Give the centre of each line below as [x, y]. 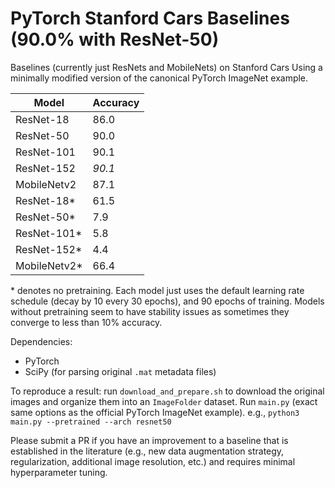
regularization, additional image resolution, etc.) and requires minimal [153, 461]
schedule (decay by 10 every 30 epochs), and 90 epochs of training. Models [167, 301]
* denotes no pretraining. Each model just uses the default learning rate [157, 290]
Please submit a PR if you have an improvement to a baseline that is [149, 440]
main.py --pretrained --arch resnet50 [91, 422]
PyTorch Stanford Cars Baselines [150, 18]
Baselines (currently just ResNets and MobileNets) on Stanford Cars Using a [166, 67]
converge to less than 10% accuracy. [86, 322]
